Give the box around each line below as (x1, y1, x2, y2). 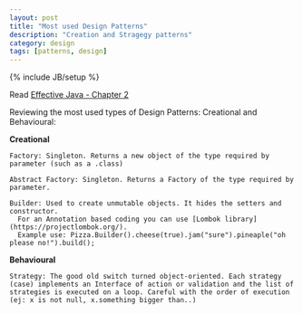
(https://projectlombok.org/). (9, 223, 128, 232)
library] (224, 214, 258, 224)
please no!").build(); (9, 239, 95, 248)
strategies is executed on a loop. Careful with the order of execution (9, 288, 290, 297)
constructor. (9, 207, 59, 216)
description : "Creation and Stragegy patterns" (9, 30, 193, 39)
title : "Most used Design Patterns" (9, 22, 148, 31)
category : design (9, 38, 75, 48)
